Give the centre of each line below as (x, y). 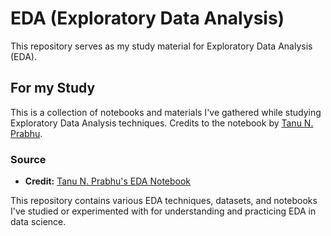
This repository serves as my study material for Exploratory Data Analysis (161, 46)
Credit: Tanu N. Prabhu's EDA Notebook (108, 181)
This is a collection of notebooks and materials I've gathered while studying (166, 112)
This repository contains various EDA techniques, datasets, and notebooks (164, 201)
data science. (38, 222)
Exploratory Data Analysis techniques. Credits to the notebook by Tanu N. (162, 123)
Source (28, 159)
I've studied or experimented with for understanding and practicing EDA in (163, 211)
